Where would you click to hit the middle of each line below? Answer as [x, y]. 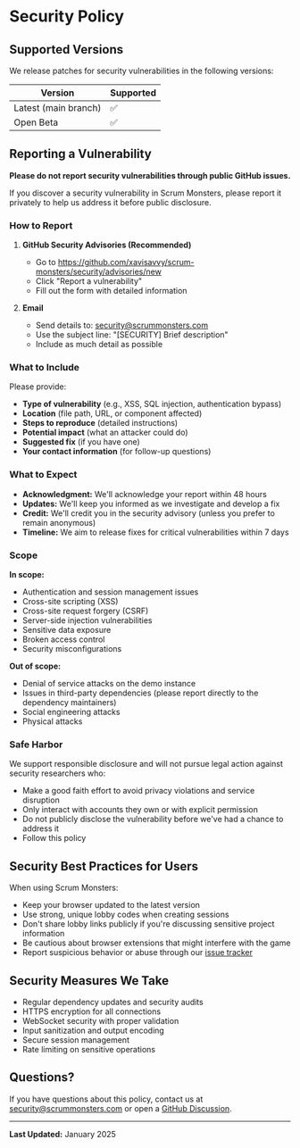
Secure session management [75, 1040]
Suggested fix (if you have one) [81, 442]
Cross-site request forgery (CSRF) [85, 611]
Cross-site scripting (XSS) [70, 601]
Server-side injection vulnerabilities [87, 620]
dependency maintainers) [69, 702]
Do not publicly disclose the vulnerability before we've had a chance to [153, 819]
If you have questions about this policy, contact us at [106, 1099]
